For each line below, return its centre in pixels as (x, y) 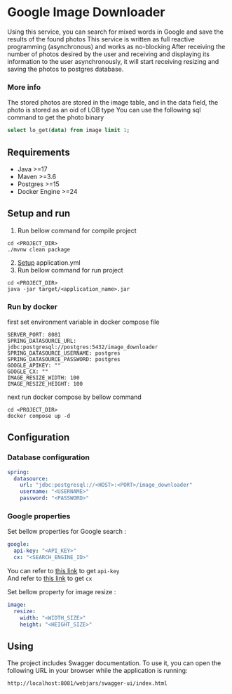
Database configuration (48, 457)
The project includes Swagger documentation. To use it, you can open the (114, 663)
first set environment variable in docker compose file (83, 322)
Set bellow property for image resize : (62, 592)
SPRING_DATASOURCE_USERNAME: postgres (64, 353)
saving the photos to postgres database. (66, 69)
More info (24, 87)
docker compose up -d (39, 416)
